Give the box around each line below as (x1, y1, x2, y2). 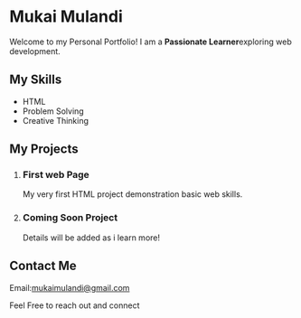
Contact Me (9, 258, 77, 274)
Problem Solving (22, 106, 84, 117)
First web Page (22, 169, 90, 182)
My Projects (9, 142, 79, 157)
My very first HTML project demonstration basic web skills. (22, 189, 243, 200)
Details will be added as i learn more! (22, 232, 161, 243)
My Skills (9, 72, 62, 88)
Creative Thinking (22, 115, 89, 126)
